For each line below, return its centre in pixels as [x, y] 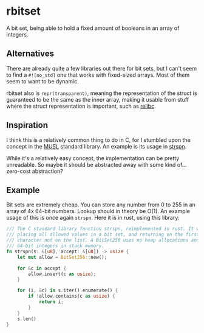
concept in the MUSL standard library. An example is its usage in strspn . [97, 146]
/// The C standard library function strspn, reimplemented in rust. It [100, 229]
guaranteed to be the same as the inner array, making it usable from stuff [98, 99]
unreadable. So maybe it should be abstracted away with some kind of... [97, 164]
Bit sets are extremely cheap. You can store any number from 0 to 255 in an [101, 205]
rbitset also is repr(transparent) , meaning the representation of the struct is [102, 93]
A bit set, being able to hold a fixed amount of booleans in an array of [93, 28]
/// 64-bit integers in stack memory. [55, 246]
